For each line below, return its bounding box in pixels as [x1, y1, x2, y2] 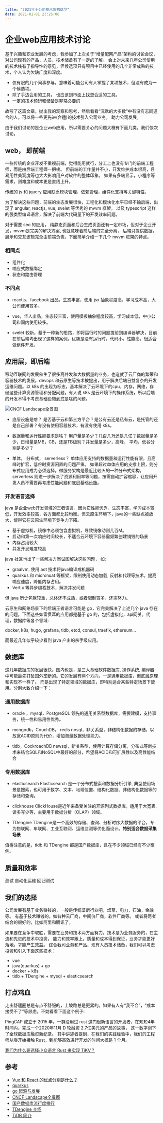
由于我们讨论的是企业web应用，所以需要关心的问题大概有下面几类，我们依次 [5, 125, 158, 130]
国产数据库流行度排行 [12, 1100, 55, 1106]
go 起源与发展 [12, 1088, 40, 1094]
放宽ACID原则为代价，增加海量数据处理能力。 [12, 733, 103, 739]
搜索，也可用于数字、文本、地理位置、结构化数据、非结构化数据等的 [20, 787, 157, 792]
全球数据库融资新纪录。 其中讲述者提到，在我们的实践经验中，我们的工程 [9, 1031, 155, 1037]
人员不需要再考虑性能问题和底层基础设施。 [16, 479, 102, 485]
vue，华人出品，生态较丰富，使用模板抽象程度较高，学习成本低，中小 [12, 313, 152, 319]
